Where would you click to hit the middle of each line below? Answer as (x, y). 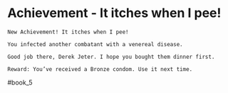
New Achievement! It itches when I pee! (68, 32)
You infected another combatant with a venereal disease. (95, 44)
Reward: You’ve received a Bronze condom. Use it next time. (100, 69)
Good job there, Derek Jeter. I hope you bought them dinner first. (111, 57)
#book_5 (20, 82)
